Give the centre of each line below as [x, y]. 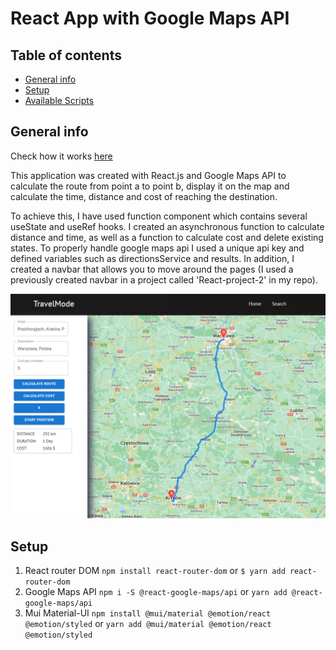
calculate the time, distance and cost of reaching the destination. [144, 196]
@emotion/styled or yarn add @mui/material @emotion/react [148, 623]
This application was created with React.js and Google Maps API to [148, 175]
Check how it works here [61, 156]
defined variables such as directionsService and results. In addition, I [152, 258]
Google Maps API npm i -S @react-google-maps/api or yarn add [156, 591]
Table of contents [66, 55]
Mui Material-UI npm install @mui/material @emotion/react [148, 613]
